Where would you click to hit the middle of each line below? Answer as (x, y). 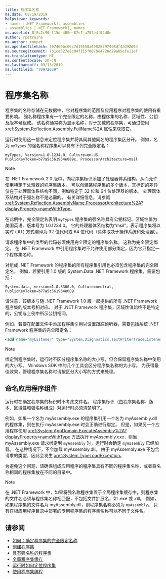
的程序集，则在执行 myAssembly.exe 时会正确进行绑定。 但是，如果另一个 (80, 424)
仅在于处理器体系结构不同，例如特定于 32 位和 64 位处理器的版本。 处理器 (81, 191)
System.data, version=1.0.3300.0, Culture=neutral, (59, 287)
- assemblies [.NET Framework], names (45, 28)
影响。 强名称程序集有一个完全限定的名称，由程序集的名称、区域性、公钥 (83, 116)
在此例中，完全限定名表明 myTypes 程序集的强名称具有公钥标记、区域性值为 (81, 219)
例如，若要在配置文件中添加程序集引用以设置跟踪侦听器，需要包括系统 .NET (82, 324)
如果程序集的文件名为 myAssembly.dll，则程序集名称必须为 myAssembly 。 (79, 504)
